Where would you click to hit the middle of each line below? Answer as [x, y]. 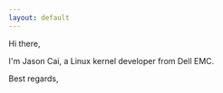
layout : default [39, 18]
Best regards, [34, 79]
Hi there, [24, 43]
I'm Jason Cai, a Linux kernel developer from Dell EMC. [111, 60]
